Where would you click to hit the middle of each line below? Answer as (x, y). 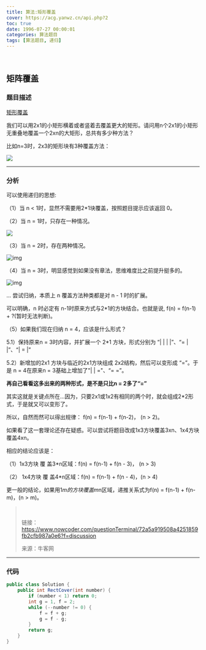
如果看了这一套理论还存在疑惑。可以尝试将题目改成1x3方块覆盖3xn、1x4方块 (103, 430)
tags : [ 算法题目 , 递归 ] (34, 40)
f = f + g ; (53, 613)
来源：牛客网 (37, 548)
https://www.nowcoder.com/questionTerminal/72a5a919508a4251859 (109, 529)
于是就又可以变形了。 (44, 404)
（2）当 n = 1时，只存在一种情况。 (50, 221)
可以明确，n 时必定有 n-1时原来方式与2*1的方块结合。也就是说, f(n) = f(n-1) (101, 308)
